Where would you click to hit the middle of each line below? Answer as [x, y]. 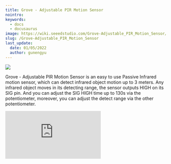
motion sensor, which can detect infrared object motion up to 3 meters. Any [84, 82]
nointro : [15, 15]
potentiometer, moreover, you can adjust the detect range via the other [79, 98]
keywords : [16, 19]
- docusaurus [24, 29]
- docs [17, 24]
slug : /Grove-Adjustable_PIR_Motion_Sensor [52, 39]
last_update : [19, 43]
